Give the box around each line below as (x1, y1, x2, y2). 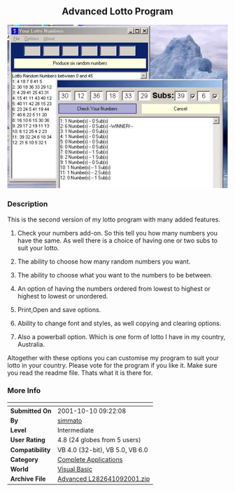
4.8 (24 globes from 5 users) (57, 436, 141, 444)
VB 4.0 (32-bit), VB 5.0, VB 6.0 (57, 445, 148, 454)
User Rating (10, 436, 45, 444)
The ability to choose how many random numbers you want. (17, 257, 191, 266)
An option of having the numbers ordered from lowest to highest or (17, 284, 211, 293)
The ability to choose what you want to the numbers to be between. (17, 271, 213, 279)
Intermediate (57, 426, 94, 435)
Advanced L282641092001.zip (57, 474, 150, 483)
